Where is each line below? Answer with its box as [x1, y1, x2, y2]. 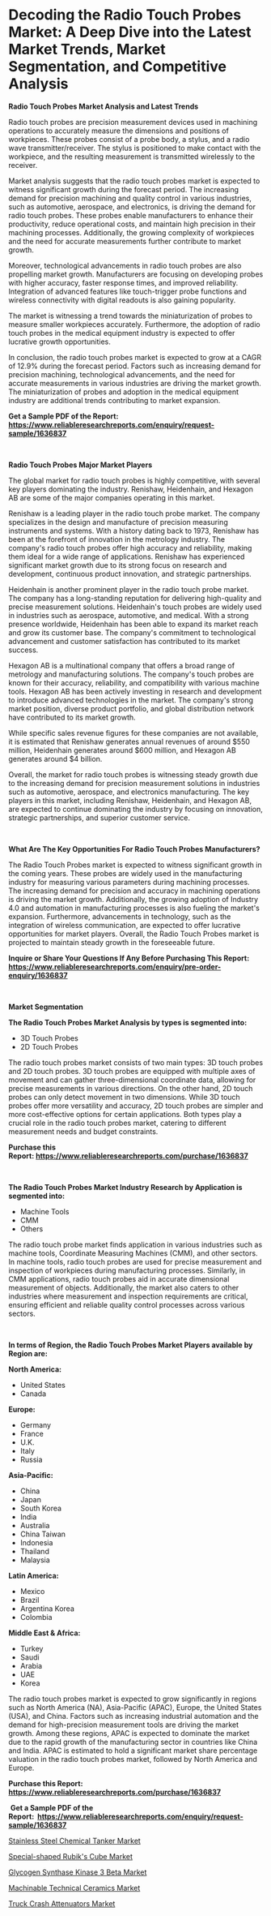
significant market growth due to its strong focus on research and [8, 560, 227, 569]
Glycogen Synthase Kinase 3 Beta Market [8, 1867, 147, 1877]
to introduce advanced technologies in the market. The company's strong [8, 695, 253, 705]
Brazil [19, 1595, 40, 1605]
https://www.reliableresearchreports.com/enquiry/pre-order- [8, 961, 222, 971]
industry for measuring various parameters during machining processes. [8, 877, 250, 887]
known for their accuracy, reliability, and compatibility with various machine [8, 677, 260, 687]
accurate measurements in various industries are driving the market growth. [8, 378, 261, 388]
